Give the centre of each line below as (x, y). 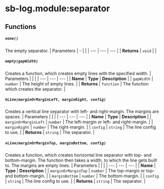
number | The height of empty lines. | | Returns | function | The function (77, 83)
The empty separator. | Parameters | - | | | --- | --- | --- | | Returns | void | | (81, 51)
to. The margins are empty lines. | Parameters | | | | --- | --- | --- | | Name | (80, 165)
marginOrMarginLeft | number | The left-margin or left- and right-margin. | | (79, 122)
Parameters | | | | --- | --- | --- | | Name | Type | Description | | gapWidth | (79, 79)
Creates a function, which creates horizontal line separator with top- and (78, 155)
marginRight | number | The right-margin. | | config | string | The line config (81, 127)
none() (12, 39)
